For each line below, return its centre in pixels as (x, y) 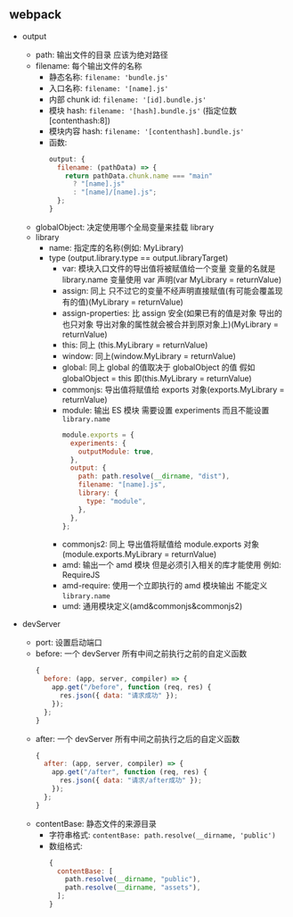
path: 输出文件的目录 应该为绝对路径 (102, 54)
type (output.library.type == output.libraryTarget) (138, 257)
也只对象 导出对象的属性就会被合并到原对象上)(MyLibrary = (170, 324)
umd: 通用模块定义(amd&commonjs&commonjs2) (152, 606)
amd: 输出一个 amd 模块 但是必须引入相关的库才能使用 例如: (172, 565)
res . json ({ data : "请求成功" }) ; (118, 696)
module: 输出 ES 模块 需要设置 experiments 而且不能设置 (166, 410)
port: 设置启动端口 (69, 643)
